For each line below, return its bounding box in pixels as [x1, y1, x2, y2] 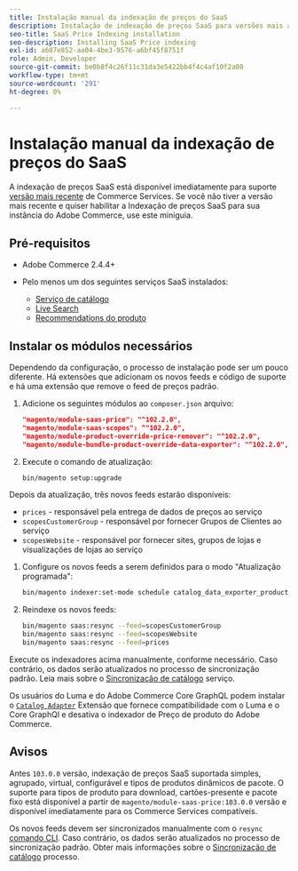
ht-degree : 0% [9, 87, 62, 96]
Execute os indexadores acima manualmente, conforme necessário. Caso [9, 654, 278, 665]
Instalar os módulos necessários [9, 339, 193, 354]
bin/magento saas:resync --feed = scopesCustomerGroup [21, 621, 222, 631]
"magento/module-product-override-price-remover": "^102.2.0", [21, 432, 262, 441]
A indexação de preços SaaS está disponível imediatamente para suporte [9, 181, 278, 192]
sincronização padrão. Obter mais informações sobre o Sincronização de [9, 842, 277, 852]
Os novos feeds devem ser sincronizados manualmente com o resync [9, 823, 263, 834]
